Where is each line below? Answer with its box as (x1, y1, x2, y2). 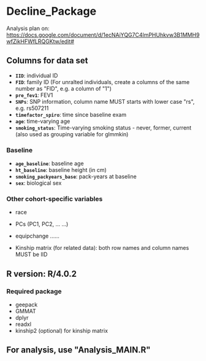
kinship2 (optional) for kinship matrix (15, 327, 109, 335)
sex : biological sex (15, 179, 62, 187)
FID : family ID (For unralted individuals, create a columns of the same (15, 78, 190, 85)
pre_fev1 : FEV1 (15, 91, 53, 99)
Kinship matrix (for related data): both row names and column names (15, 244, 189, 252)
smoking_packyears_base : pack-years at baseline (15, 173, 137, 180)
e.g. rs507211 (15, 104, 49, 112)
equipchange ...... (15, 232, 60, 240)
